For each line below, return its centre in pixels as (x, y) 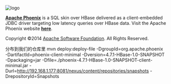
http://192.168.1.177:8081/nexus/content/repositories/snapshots (83, 71)
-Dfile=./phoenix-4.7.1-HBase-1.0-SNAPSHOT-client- (97, 60)
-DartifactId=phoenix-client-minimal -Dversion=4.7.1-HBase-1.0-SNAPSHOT (85, 54)
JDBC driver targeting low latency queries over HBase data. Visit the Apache (86, 23)
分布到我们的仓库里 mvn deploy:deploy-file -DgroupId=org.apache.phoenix (84, 49)
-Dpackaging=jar (23, 60)
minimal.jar (17, 65)
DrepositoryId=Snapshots (32, 76)
